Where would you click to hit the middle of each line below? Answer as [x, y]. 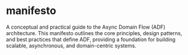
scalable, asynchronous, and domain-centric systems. [71, 46]
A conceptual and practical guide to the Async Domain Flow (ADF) [86, 27]
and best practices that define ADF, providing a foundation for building [91, 39]
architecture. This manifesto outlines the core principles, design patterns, [94, 33]
